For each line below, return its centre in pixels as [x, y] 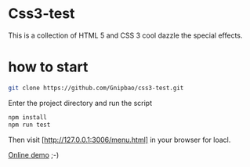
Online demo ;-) [34, 154]
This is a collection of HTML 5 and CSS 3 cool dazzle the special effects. [125, 35]
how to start [48, 67]
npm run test [29, 125]
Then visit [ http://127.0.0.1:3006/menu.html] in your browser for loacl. [120, 140]
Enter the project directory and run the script [80, 103]
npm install [27, 117]
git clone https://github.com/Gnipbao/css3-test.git [96, 88]
